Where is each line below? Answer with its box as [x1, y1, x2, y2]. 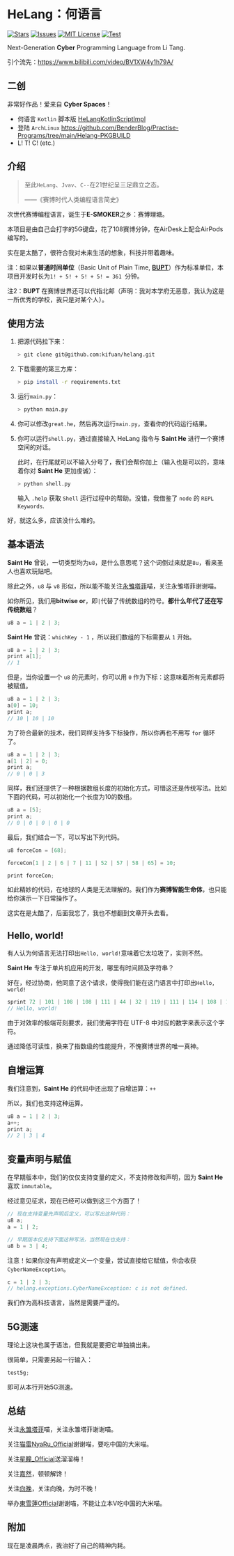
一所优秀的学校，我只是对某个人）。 [7, 295, 108, 304]
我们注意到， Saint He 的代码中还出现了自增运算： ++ [7, 1084, 157, 1092]
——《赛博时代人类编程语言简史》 [24, 195, 123, 203]
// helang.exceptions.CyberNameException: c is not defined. [7, 1285, 189, 1292]
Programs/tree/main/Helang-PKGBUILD [17, 131, 131, 139]
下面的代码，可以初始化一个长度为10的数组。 [7, 793, 136, 801]
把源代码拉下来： [17, 337, 67, 345]
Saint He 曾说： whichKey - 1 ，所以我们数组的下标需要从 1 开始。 [7, 632, 196, 641]
